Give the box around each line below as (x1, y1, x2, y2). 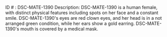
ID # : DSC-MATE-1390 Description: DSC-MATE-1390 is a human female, (5, 5, 158, 10)
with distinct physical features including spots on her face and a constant (5, 10, 158, 16)
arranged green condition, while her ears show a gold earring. (5, 20, 135, 26)
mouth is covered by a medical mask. (20, 26, 98, 32)
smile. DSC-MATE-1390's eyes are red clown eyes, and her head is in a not (5, 15, 162, 21)
